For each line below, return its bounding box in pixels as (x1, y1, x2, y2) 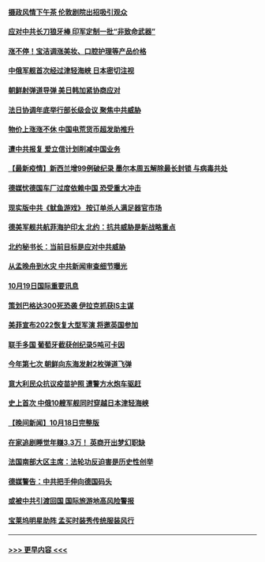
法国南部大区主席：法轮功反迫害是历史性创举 (8, 457, 154, 466)
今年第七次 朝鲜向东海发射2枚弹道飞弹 (8, 360, 132, 369)
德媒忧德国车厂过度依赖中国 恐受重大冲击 (8, 183, 142, 193)
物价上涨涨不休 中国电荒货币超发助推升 (8, 125, 135, 134)
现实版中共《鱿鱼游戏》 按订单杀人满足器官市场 (8, 202, 162, 213)
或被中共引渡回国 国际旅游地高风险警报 (8, 496, 135, 506)
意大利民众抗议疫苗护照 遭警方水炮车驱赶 (8, 379, 142, 388)
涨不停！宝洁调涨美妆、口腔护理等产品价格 (8, 46, 147, 55)
